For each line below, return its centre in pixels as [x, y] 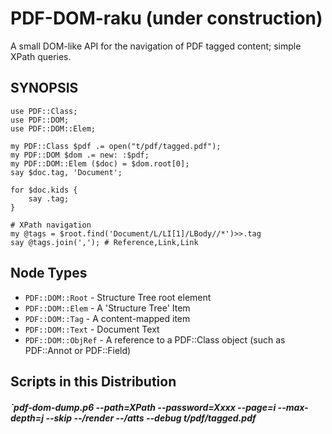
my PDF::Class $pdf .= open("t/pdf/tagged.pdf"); [116, 146]
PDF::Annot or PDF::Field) [78, 350]
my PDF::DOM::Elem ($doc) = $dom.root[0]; [100, 163]
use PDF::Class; [44, 111]
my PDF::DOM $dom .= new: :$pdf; [80, 155]
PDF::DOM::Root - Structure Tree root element [118, 297]
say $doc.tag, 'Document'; [66, 172]
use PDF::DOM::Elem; [53, 128]
